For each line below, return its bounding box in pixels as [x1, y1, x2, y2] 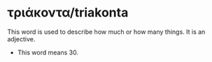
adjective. [7, 34, 36, 43]
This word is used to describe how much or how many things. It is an [7, 28, 206, 36]
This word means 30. [17, 48, 79, 56]
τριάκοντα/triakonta [7, 5, 129, 21]
